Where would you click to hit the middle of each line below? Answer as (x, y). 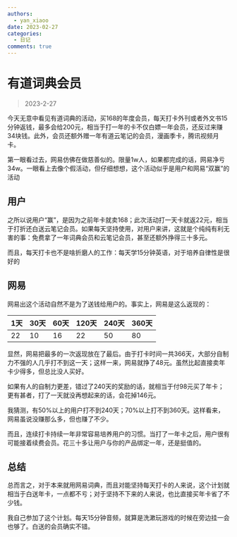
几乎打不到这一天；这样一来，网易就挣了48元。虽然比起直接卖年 (132, 362)
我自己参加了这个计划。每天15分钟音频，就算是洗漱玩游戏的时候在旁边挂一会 (119, 518)
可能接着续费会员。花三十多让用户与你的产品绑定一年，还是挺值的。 (106, 443)
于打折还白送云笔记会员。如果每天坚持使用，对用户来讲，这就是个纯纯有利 (115, 228)
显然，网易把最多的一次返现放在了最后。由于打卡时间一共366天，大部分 (112, 354)
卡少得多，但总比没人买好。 (48, 371)
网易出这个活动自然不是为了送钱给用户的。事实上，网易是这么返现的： (109, 304)
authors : (20, 14)
